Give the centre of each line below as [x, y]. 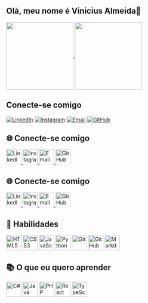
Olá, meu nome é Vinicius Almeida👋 [74, 11]
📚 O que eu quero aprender [59, 267]
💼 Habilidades [32, 224]
